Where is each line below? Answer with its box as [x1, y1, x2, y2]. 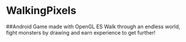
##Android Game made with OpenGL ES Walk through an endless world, [6, 23, 180, 30]
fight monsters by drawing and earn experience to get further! [6, 29, 156, 36]
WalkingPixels [6, 4, 77, 17]
